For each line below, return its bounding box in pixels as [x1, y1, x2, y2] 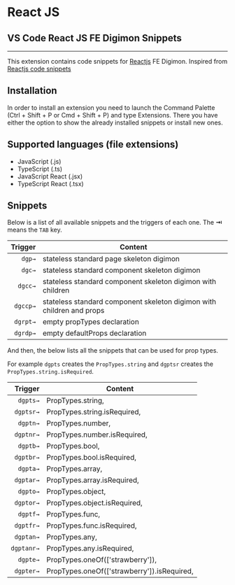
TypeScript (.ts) [17, 164, 63, 173]
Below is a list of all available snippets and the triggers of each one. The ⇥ [7, 218, 222, 227]
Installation [7, 85, 57, 97]
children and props [42, 306, 105, 316]
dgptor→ [14, 499, 40, 507]
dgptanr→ [10, 544, 40, 553]
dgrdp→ [13, 330, 36, 337]
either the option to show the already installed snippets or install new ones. [7, 118, 223, 127]
